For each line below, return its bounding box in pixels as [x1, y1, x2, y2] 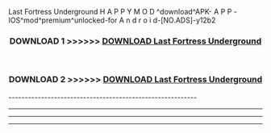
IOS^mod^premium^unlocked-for [8, 15, 118, 25]
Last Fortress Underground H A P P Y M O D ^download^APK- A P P [8, 7, 232, 16]
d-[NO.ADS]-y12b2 [152, 15, 216, 25]
